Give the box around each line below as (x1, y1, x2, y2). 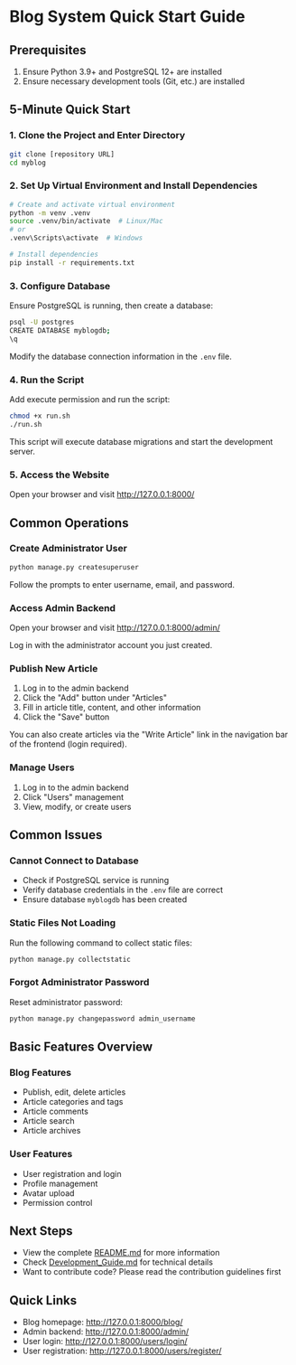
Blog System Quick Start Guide (9, 6, 245, 27)
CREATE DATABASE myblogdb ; (9, 326, 111, 335)
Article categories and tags (22, 1097, 124, 1107)
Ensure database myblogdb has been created (22, 894, 188, 905)
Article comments (22, 1106, 88, 1117)
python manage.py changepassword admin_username (9, 1014, 196, 1023)
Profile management (22, 1178, 98, 1189)
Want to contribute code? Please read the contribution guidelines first (22, 1266, 282, 1277)
